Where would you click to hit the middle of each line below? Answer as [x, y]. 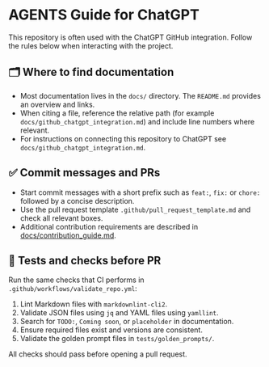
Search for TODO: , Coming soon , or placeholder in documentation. [127, 322]
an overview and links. [57, 104]
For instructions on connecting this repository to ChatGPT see [123, 138]
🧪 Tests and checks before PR [85, 260]
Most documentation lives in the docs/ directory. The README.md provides [140, 95]
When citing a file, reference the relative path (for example [117, 113]
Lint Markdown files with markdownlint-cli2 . [94, 304]
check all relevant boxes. [61, 218]
